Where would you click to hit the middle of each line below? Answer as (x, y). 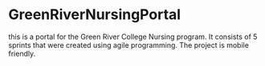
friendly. (22, 53)
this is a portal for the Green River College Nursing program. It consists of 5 (133, 37)
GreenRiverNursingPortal (95, 15)
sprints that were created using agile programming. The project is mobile (128, 45)
